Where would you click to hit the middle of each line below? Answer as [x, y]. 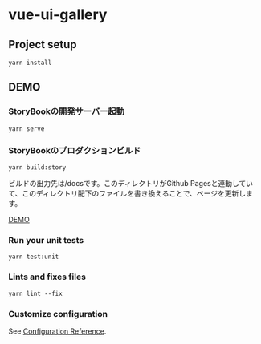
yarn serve [27, 129]
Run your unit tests [46, 240]
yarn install [30, 63]
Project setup [43, 45]
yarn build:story [37, 167]
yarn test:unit [34, 257]
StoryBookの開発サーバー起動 [66, 111]
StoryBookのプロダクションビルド [75, 150]
